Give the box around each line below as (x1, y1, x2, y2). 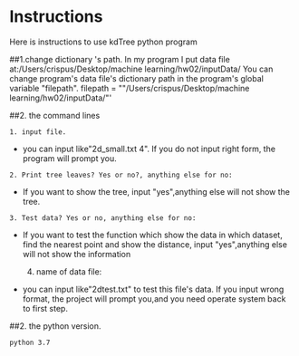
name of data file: (35, 265, 102, 277)
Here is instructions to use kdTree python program (9, 36, 198, 47)
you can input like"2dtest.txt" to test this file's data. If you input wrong (22, 284, 285, 294)
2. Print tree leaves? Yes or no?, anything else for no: (9, 170, 233, 179)
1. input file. (9, 127, 67, 137)
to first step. (22, 303, 68, 313)
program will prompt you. (22, 152, 117, 164)
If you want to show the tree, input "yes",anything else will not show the (22, 186, 291, 197)
